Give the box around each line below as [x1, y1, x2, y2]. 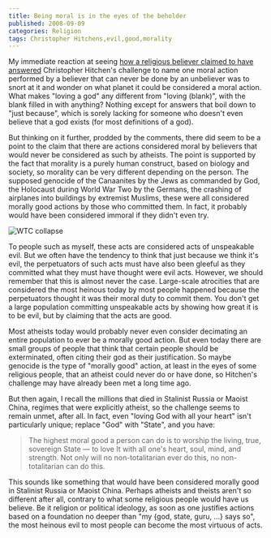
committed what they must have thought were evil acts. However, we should [8, 268, 264, 278]
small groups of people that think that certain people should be [8, 344, 219, 354]
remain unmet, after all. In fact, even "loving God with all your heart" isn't [8, 411, 252, 421]
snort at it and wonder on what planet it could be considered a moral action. [8, 83, 262, 93]
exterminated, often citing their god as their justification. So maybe [8, 352, 231, 362]
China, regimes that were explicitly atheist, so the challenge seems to [8, 402, 240, 412]
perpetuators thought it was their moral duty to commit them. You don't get [8, 294, 260, 303]
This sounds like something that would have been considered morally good [8, 477, 260, 487]
